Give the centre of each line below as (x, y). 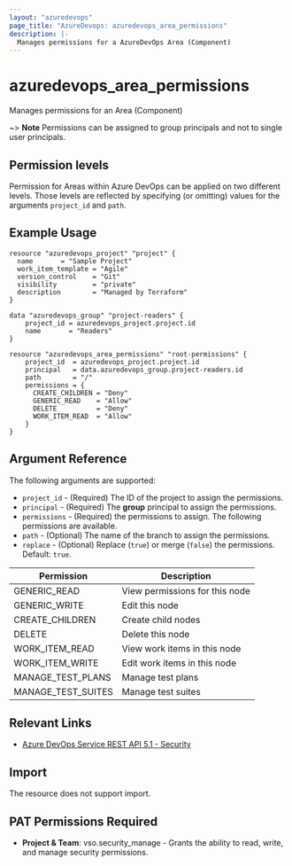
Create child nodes (161, 620)
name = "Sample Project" (75, 261)
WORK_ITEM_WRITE (56, 663)
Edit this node (150, 605)
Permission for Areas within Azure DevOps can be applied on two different (145, 186)
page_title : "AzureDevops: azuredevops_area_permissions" (118, 26)
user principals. (38, 137)
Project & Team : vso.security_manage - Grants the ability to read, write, (153, 843)
